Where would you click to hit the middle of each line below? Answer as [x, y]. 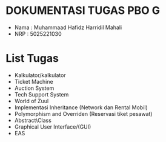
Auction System [34, 88]
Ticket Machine [34, 81]
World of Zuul [32, 101]
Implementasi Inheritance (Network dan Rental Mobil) [81, 107]
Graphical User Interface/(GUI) [53, 127]
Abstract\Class [33, 120]
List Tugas [32, 59]
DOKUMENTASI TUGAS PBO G [83, 11]
